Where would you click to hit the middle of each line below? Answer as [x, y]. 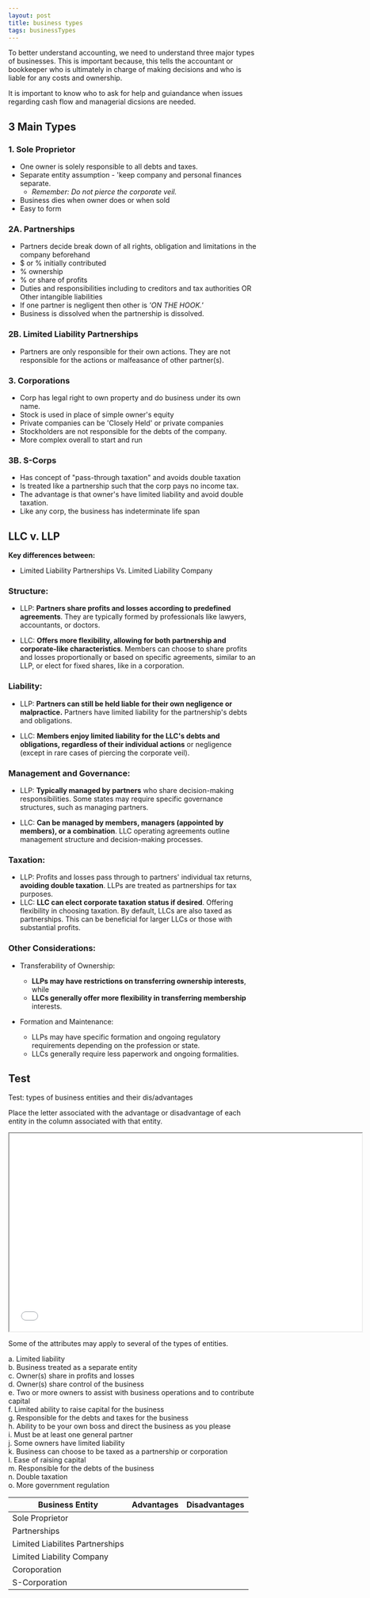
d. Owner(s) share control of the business [76, 1384]
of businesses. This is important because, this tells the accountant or [121, 61]
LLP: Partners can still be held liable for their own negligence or [126, 704]
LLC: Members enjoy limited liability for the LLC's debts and [120, 736]
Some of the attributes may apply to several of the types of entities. [118, 1344]
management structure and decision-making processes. [111, 839]
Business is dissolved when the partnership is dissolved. [112, 314]
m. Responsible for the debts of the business [81, 1468]
